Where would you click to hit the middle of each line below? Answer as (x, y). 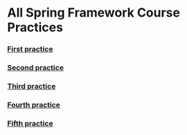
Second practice (36, 68)
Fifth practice (30, 123)
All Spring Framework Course (93, 13)
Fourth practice (34, 105)
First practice (30, 49)
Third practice (32, 86)
